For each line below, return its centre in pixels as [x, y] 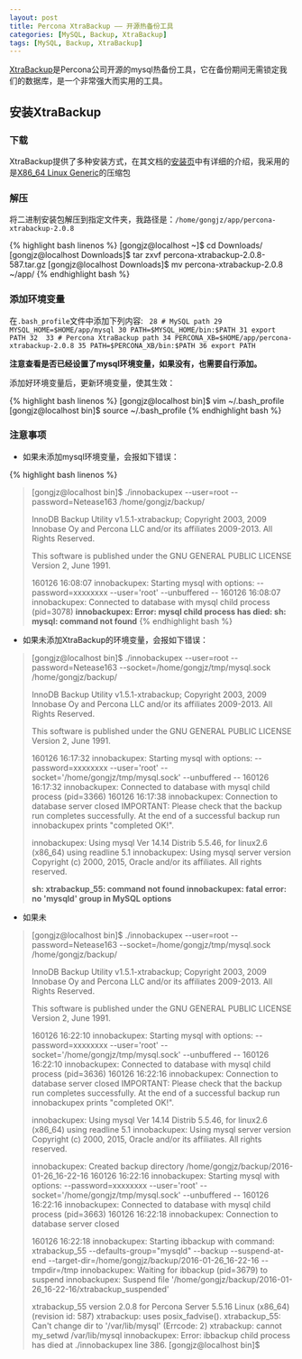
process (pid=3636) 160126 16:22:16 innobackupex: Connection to [155, 1073]
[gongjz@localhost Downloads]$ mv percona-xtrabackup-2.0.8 [166, 265]
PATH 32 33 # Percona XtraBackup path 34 [90, 338]
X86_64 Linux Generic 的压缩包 [74, 172]
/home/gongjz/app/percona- [226, 220]
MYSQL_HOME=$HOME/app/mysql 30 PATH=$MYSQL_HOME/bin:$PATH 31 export [143, 330]
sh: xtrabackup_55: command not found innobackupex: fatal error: [159, 888]
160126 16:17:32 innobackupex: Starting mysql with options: [142, 758]
